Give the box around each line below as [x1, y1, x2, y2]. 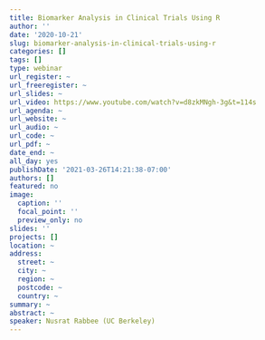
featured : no [9, 182, 59, 191]
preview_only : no [17, 215, 83, 225]
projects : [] [9, 232, 59, 241]
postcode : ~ [17, 283, 63, 292]
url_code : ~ [9, 131, 54, 141]
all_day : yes [9, 156, 59, 166]
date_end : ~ [9, 148, 54, 157]
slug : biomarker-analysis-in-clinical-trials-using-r [9, 38, 217, 48]
